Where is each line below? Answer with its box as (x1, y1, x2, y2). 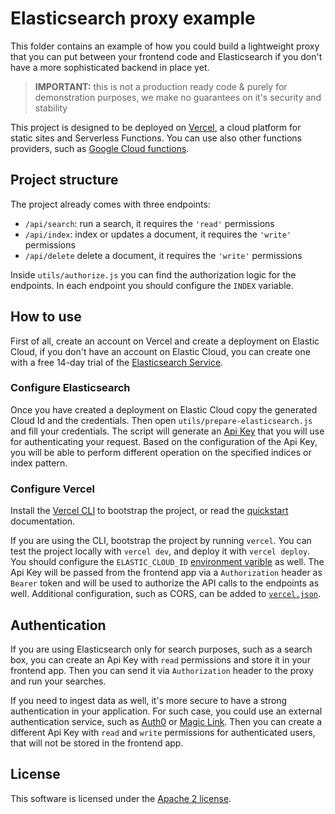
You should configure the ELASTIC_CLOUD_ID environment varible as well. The (10, 556, 325, 568)
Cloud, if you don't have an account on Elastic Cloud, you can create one (10, 345, 311, 357)
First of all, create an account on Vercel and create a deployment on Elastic (10, 335, 320, 347)
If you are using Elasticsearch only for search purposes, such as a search (10, 643, 313, 655)
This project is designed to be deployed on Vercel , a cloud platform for (10, 121, 302, 133)
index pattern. (10, 457, 68, 469)
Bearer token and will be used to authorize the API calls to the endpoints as (10, 577, 320, 589)
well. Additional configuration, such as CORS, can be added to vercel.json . (10, 588, 322, 600)
